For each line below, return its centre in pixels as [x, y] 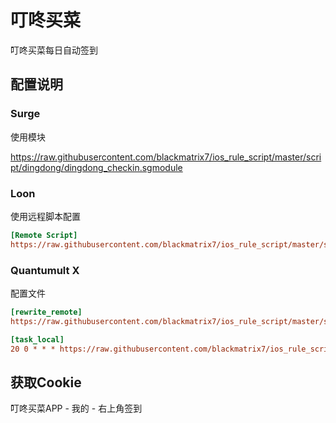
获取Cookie [46, 382]
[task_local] [37, 339]
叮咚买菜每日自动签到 [54, 50]
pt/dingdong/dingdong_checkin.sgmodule [96, 167]
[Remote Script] [44, 235]
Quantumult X [45, 270]
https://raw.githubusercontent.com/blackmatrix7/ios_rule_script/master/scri [166, 157]
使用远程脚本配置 [45, 216]
